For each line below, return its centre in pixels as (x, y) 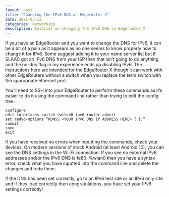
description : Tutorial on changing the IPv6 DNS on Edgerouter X (75, 29)
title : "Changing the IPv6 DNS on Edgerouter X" (57, 15)
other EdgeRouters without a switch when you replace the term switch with (83, 75)
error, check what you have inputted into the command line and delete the (82, 163)
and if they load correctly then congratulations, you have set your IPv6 (78, 184)
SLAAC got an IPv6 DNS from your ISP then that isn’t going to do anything (82, 59)
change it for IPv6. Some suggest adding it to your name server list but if (81, 54)
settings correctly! (24, 189)
